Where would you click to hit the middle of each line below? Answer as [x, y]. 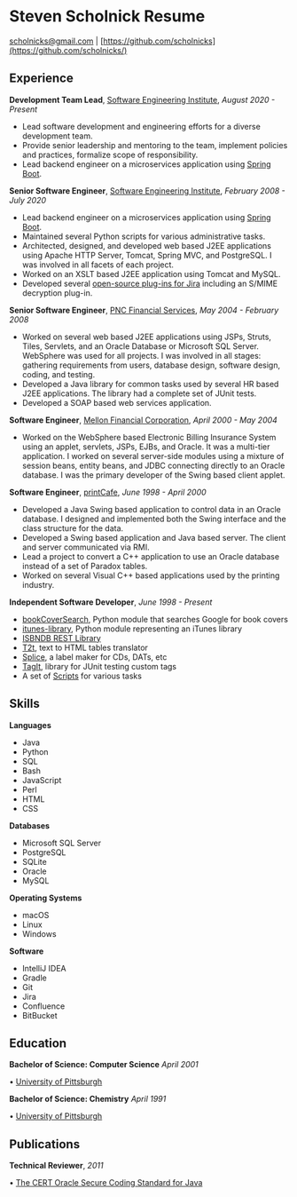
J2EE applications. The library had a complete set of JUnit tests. [139, 393]
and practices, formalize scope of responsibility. [110, 155]
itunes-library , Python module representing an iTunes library [132, 629]
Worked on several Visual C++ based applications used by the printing [151, 575]
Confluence [43, 1006]
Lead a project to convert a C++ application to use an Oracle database [151, 556]
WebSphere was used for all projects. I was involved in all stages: [141, 355]
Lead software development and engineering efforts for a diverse [141, 126]
